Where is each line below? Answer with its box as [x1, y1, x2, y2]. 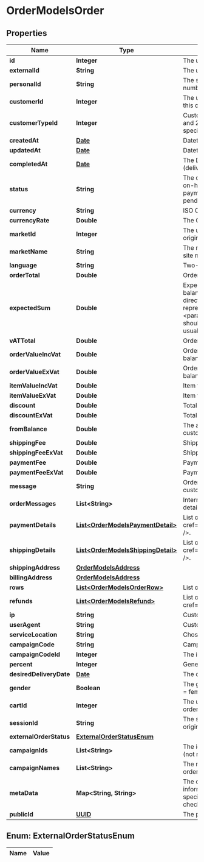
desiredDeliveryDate [9, 670, 70, 678]
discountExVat [9, 411, 53, 419]
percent [9, 660, 33, 668]
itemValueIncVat [9, 381, 58, 390]
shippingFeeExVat [9, 448, 63, 457]
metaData [9, 789, 38, 797]
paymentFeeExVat [9, 468, 64, 476]
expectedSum [9, 304, 50, 312]
